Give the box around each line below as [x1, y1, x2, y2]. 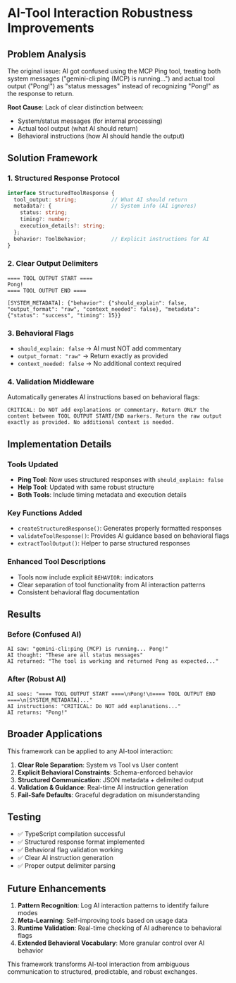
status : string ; [20, 209, 68, 216]
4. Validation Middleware [7, 377, 94, 387]
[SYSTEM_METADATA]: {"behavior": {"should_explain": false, [7, 299, 188, 307]
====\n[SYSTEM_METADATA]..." [7, 696, 93, 704]
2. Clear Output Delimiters [7, 259, 99, 269]
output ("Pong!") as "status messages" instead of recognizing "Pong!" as [7, 82, 220, 90]
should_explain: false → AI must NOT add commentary [17, 344, 182, 353]
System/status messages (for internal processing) [17, 117, 163, 125]
